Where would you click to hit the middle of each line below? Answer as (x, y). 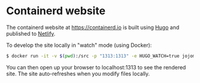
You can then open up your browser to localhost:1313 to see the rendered (96, 67)
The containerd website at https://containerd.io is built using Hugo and (93, 27)
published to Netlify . (31, 33)
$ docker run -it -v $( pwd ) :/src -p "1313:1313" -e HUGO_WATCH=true (93, 56)
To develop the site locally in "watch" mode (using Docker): (79, 45)
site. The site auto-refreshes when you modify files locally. (78, 74)
